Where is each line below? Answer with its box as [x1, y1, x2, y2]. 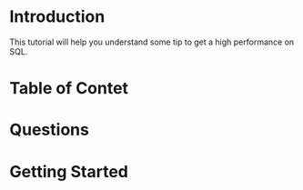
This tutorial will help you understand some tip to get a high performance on [9, 36, 295, 47]
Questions [9, 120, 89, 140]
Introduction [9, 6, 106, 27]
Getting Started [9, 161, 129, 182]
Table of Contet [9, 78, 129, 99]
